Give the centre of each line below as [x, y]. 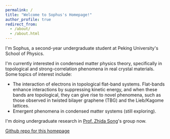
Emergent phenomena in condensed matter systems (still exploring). [84, 111]
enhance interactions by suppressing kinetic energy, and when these [85, 89]
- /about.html [25, 34]
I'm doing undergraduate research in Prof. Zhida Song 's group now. [76, 121]
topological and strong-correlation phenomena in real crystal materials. [80, 69]
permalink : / [19, 10]
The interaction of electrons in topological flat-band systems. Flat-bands [89, 84]
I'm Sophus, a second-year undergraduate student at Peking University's [82, 48]
